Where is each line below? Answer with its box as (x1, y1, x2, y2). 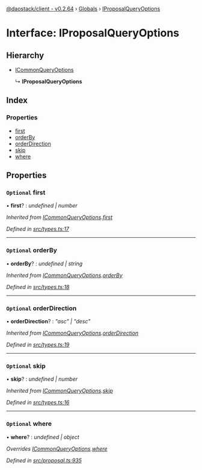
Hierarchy (6, 50, 44, 60)
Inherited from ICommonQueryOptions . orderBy (6, 272, 123, 279)
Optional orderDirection (6, 304, 77, 313)
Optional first (6, 188, 46, 197)
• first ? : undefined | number (6, 202, 78, 209)
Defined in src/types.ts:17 (6, 226, 70, 233)
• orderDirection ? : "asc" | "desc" (6, 317, 91, 325)
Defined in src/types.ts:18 (6, 283, 70, 290)
